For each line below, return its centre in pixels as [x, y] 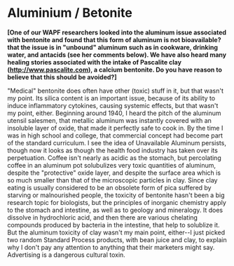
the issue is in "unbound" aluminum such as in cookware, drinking [119, 47]
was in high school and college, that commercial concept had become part [115, 135]
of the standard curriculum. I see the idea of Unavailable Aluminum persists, [117, 142]
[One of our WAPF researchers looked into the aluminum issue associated [117, 32]
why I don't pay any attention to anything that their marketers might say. [111, 247]
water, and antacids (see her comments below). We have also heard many [117, 55]
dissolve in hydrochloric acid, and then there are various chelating [103, 217]
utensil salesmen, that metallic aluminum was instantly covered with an [110, 120]
